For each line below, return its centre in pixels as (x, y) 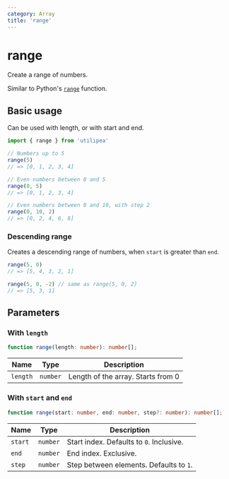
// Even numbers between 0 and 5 (57, 179)
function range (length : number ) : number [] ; (72, 348)
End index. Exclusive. (102, 453)
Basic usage (35, 111)
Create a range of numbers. (48, 75)
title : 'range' (30, 20)
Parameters (34, 313)
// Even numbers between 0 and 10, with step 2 (79, 206)
